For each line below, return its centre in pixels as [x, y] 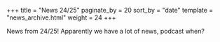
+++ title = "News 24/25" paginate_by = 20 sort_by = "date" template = [110, 10]
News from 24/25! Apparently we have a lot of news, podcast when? [105, 31]
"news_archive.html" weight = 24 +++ [61, 17]
